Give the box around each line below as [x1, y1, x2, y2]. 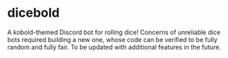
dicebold [7, 5, 60, 21]
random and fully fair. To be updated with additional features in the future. [7, 43, 222, 51]
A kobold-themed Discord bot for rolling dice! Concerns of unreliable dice [7, 28, 221, 36]
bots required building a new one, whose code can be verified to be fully [7, 35, 218, 43]
